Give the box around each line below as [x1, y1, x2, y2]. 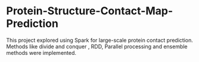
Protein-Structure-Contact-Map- [6, 4, 173, 18]
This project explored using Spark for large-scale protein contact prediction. [6, 36, 194, 44]
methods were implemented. [6, 49, 76, 56]
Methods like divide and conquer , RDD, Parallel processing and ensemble [6, 43, 188, 50]
